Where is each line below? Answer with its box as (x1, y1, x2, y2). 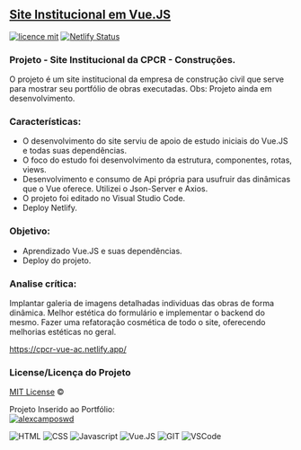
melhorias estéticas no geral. (9, 327, 117, 337)
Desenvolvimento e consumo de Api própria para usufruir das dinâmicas (22, 174, 291, 185)
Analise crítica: (9, 278, 77, 290)
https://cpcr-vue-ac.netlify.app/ (9, 344, 128, 354)
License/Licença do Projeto (9, 366, 132, 378)
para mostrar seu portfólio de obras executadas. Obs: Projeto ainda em (9, 84, 272, 94)
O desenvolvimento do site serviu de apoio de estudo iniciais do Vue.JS (22, 136, 288, 146)
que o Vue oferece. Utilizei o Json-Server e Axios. (22, 183, 208, 194)
